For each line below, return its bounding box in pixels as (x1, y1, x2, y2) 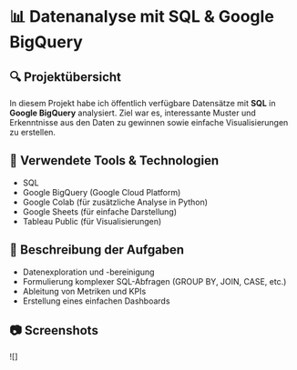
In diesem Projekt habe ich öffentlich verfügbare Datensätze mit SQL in (9, 98, 276, 108)
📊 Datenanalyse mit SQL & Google (9, 6, 275, 27)
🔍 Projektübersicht (9, 69, 121, 85)
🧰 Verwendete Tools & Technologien (9, 153, 220, 168)
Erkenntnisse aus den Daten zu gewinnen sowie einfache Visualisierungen (9, 117, 289, 127)
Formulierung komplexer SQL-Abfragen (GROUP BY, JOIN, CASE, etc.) (22, 275, 287, 286)
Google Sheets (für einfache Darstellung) (22, 205, 178, 217)
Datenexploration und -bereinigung (22, 266, 155, 277)
